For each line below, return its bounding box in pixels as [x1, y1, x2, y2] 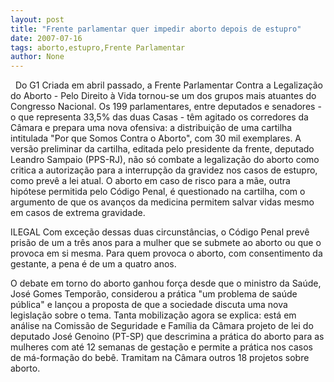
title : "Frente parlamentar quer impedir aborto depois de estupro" [10, 24, 302, 34]
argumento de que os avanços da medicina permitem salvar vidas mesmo [10, 196, 315, 208]
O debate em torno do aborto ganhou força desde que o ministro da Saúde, [10, 277, 322, 290]
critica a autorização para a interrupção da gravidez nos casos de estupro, [10, 164, 318, 176]
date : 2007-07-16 [10, 33, 83, 43]
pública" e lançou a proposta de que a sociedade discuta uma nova [10, 299, 288, 311]
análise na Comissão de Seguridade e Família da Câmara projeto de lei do [10, 320, 314, 332]
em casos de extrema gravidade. [10, 207, 146, 219]
